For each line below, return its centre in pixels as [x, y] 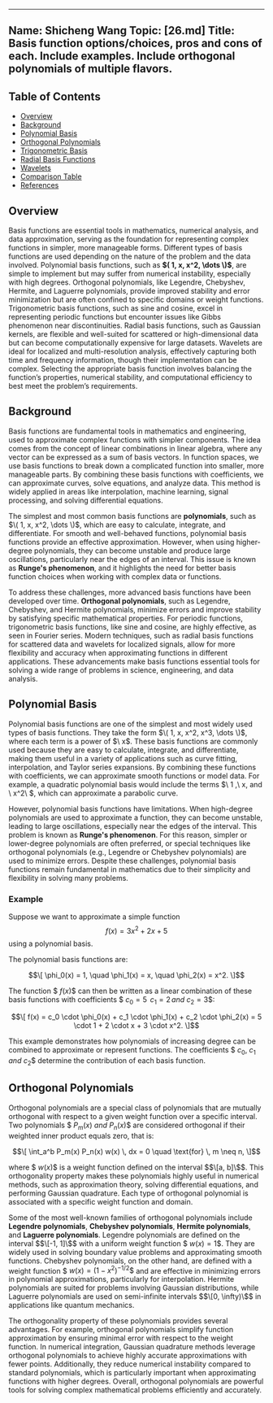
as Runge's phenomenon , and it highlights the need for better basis [122, 568]
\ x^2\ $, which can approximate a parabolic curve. [93, 793]
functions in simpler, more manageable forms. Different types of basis [126, 248]
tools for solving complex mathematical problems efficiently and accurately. [135, 1390]
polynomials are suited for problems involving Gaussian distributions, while [134, 1288]
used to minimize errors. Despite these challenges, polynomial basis [123, 861]
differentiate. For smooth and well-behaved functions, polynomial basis [128, 533]
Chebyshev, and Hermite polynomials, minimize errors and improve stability [135, 609]
